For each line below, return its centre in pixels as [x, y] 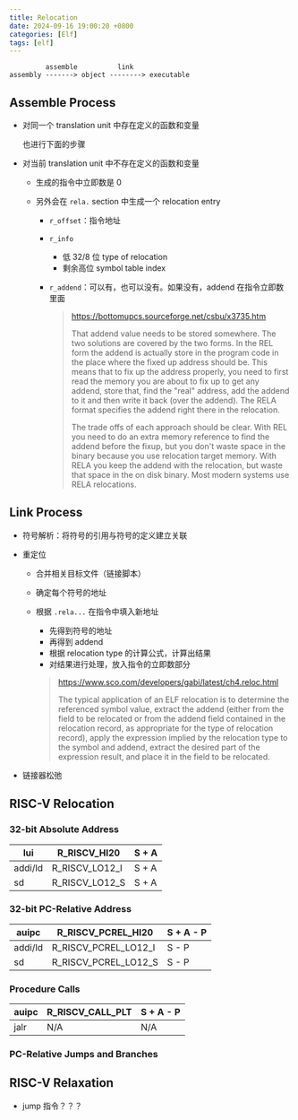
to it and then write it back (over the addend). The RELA [174, 401]
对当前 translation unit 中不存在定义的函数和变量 [111, 163]
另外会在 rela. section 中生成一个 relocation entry [128, 202]
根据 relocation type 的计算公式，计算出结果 [130, 653]
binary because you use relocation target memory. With [174, 456]
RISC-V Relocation [62, 804]
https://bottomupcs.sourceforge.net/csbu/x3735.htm [169, 317]
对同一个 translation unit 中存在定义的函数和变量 [111, 126]
